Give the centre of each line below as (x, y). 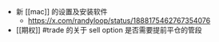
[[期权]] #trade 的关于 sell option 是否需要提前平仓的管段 (109, 30)
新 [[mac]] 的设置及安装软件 (62, 11)
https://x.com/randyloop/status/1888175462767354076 (119, 21)
